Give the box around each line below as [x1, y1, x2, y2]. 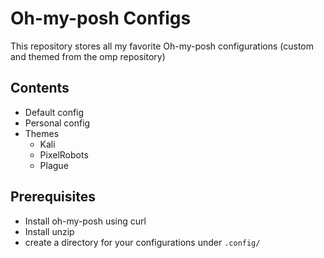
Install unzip [24, 225, 75, 237]
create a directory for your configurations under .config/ [24, 236, 261, 248]
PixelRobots [39, 148, 89, 161]
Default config [24, 106, 85, 118]
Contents [10, 80, 70, 97]
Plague [39, 159, 69, 171]
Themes [24, 127, 60, 139]
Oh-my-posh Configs [10, 7, 192, 30]
